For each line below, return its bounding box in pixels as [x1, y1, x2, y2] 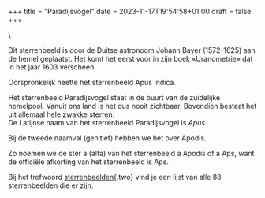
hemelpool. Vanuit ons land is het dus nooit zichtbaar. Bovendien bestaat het [8, 102, 257, 110]
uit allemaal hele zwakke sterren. [8, 110, 115, 119]
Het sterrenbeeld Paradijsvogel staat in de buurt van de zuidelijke [8, 93, 221, 102]
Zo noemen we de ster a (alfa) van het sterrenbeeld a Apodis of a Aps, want [8, 149, 255, 158]
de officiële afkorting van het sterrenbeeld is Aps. [8, 157, 170, 166]
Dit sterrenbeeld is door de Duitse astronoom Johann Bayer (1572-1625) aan [8, 46, 256, 54]
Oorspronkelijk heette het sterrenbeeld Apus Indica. [8, 78, 176, 87]
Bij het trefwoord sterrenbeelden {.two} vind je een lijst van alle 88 [8, 173, 222, 181]
